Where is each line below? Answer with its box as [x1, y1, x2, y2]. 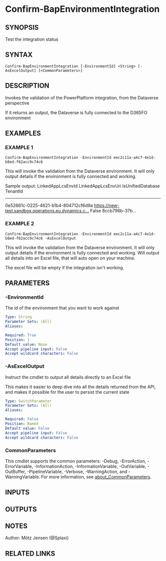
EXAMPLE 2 [5, 220, 35, 227]
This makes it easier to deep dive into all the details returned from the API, [5, 384, 156, 390]
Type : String [5, 314, 32, 320]
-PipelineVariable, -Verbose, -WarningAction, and [27, 468, 127, 474]
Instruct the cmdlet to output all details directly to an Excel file [5, 374, 131, 380]
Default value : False [5, 426, 50, 431]
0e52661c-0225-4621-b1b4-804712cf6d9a [5, 203, 93, 208]
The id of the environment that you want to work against [5, 305, 120, 311]
